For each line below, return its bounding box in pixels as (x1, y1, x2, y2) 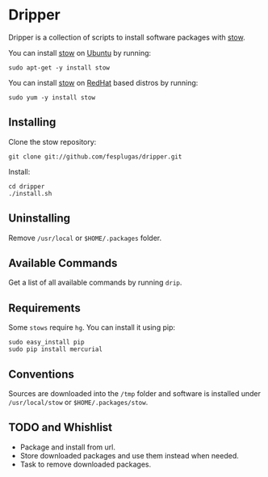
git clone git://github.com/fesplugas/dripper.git (8, 152, 182, 161)
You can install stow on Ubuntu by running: (8, 48, 152, 57)
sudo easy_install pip (8, 338, 85, 347)
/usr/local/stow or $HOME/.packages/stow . (8, 398, 149, 407)
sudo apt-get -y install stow (8, 63, 111, 72)
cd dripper (8, 182, 45, 191)
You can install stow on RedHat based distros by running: (8, 78, 199, 87)
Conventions (8, 367, 75, 381)
